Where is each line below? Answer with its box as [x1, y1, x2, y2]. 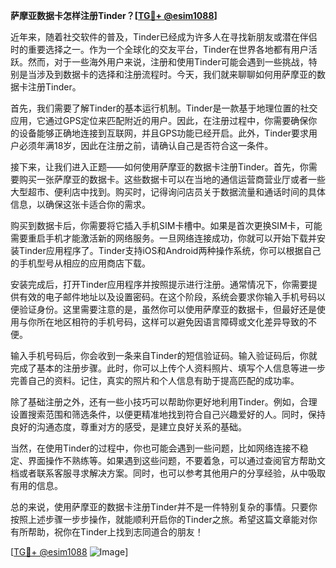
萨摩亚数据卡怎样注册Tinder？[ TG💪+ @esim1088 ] [10, 10, 218, 21]
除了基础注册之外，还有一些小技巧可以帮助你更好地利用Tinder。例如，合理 [10, 396, 318, 408]
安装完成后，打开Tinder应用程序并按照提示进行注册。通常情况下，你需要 [10, 279, 309, 290]
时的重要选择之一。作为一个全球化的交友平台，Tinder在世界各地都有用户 [10, 44, 309, 55]
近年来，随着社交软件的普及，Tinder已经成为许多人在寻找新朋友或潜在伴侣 [10, 31, 318, 43]
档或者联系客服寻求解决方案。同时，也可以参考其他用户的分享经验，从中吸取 [10, 467, 326, 479]
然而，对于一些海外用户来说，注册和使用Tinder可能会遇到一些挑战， [27, 56, 309, 68]
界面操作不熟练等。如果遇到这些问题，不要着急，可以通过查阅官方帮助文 [27, 455, 326, 466]
